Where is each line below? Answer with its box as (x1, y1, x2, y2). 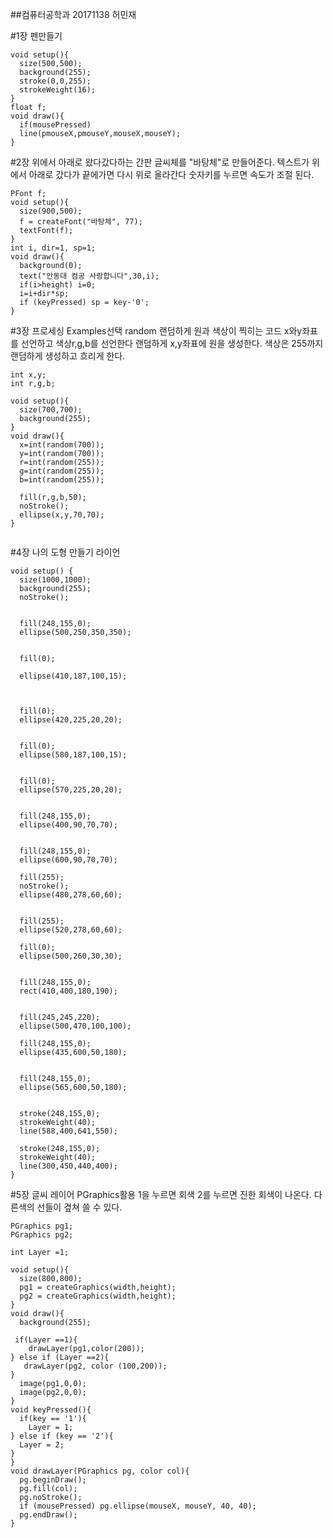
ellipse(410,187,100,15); (19, 671, 128, 681)
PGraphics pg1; (10, 1221, 74, 1231)
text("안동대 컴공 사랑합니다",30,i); (19, 271, 160, 281)
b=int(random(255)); (19, 475, 105, 485)
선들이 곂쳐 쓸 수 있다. (36, 1201, 123, 1213)
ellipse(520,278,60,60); (19, 925, 123, 935)
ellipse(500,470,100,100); (19, 1021, 132, 1031)
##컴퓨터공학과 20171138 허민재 (10, 9, 137, 20)
